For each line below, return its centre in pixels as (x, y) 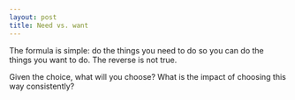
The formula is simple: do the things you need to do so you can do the (137, 50)
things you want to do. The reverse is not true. (93, 60)
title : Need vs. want (49, 25)
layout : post (33, 17)
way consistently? (42, 86)
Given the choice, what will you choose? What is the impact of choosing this (148, 76)
